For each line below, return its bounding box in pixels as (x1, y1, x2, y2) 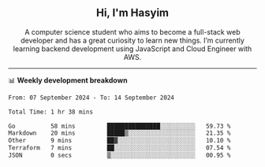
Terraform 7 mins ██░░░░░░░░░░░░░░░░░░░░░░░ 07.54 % (8, 144, 231, 152)
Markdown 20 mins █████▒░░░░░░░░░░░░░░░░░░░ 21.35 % (8, 129, 231, 137)
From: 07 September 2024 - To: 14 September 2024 (8, 94, 175, 102)
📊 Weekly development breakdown (8, 75, 128, 85)
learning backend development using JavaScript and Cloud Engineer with (13, 43, 252, 54)
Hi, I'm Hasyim (95, 6, 170, 20)
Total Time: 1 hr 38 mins (8, 108, 93, 116)
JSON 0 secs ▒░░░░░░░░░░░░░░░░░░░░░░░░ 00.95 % (8, 151, 231, 160)
